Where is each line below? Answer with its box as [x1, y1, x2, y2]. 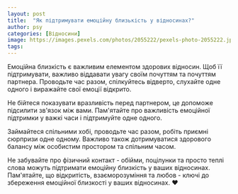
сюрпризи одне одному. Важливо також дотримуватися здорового [7, 135, 211, 143]
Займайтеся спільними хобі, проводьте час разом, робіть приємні [7, 128, 209, 135]
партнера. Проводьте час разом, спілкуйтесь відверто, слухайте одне [7, 78, 221, 85]
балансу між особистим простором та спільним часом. [7, 143, 176, 150]
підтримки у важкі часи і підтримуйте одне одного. [7, 114, 163, 122]
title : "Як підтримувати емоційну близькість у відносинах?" [7, 17, 195, 24]
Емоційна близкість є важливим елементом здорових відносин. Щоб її [7, 63, 222, 71]
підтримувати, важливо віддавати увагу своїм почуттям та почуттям [7, 70, 216, 78]
